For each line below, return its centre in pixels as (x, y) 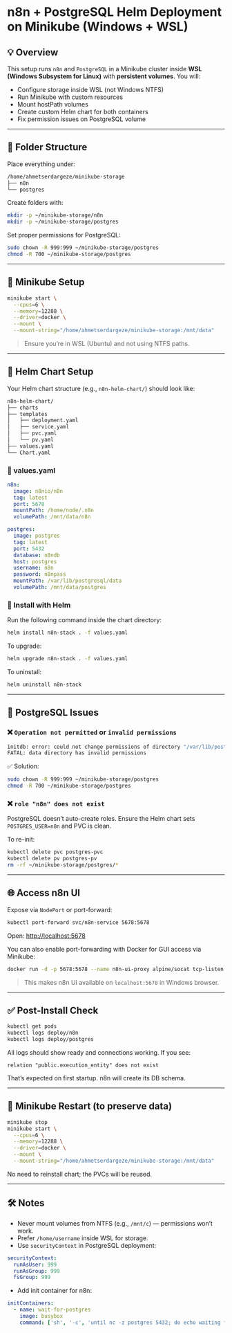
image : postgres (37, 536)
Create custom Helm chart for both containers (83, 112)
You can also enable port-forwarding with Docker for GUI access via (104, 949)
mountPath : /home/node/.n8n (54, 510)
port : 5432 (29, 548)
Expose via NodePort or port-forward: (60, 909)
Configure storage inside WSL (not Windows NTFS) (90, 90)
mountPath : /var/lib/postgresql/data (68, 581)
